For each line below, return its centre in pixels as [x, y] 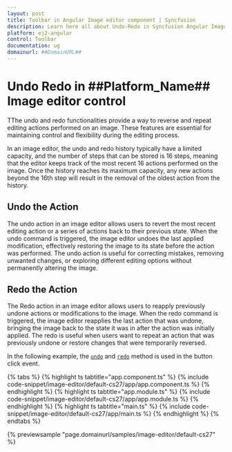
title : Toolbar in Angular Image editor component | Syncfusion [101, 20]
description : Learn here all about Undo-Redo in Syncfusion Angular [108, 26]
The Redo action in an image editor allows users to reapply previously [106, 306]
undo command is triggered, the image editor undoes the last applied [106, 238]
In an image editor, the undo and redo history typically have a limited [105, 148]
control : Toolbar [32, 39]
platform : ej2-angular [40, 33]
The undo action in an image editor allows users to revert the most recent [112, 224]
